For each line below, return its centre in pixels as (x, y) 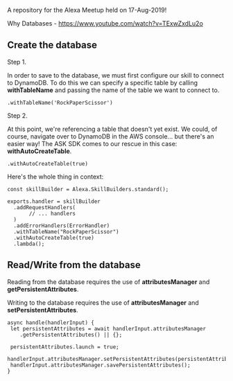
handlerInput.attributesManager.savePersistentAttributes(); (100, 365)
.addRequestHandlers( (45, 207)
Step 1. (17, 62)
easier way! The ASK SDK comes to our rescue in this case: (92, 143)
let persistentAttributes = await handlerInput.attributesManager (108, 328)
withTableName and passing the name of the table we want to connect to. (113, 90)
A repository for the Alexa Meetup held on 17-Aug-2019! (87, 10)
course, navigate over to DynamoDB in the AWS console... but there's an (111, 136)
